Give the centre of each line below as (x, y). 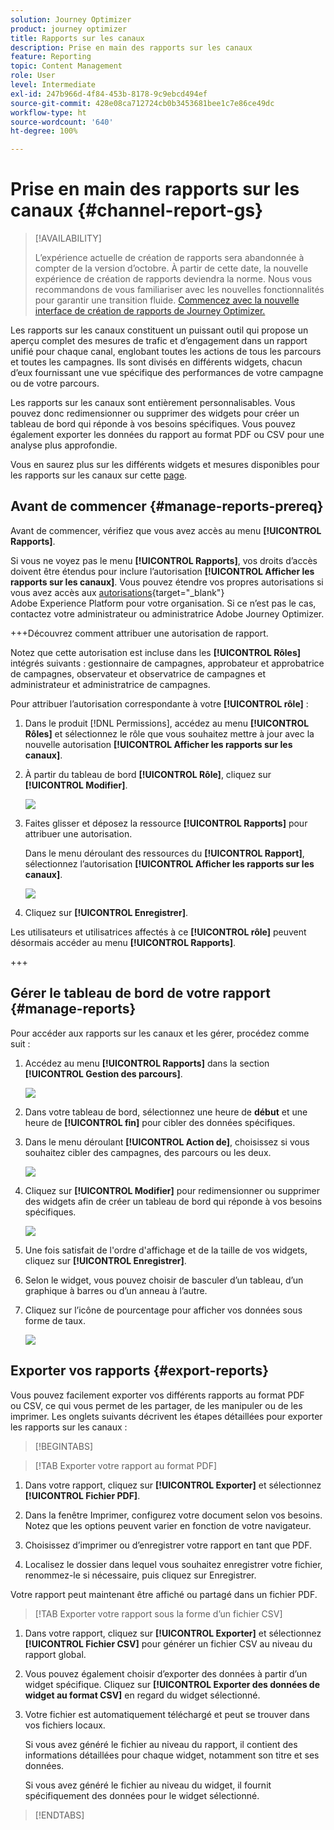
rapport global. (55, 1654)
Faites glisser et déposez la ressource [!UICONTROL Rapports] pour (166, 823)
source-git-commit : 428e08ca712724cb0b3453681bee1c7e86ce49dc (142, 103)
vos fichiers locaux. (65, 1725)
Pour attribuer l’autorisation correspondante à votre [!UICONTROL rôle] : (159, 703)
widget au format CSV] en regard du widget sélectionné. (142, 1695)
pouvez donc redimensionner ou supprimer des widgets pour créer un (155, 413)
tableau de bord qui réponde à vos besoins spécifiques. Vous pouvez (153, 424)
